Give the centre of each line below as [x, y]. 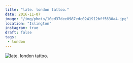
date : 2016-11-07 [23, 14]
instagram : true [22, 28]
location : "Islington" [28, 23]
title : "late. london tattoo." [37, 10]
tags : [11, 37]
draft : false [18, 32]
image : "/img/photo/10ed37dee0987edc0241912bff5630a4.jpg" [67, 19]
